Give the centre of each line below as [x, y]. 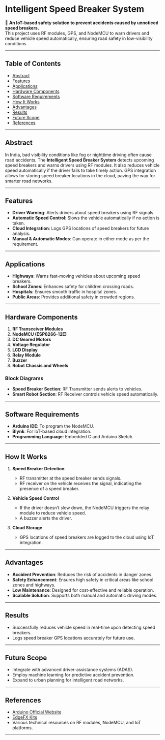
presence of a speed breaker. [49, 488]
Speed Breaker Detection [38, 468]
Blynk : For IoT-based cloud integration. [52, 431]
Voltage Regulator [31, 345]
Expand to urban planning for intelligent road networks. [68, 680]
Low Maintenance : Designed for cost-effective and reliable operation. [83, 590]
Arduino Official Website [37, 712]
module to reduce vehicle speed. [53, 513]
